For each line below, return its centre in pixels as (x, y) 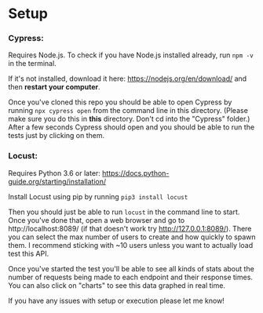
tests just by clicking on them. (57, 136)
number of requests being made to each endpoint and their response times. (131, 277)
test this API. (29, 253)
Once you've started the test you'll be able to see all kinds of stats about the (131, 268)
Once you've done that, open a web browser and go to (97, 220)
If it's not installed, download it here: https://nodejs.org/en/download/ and (128, 78)
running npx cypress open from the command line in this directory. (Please (128, 111)
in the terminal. (32, 64)
